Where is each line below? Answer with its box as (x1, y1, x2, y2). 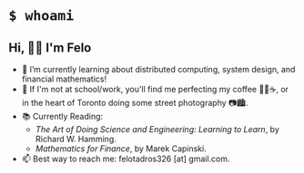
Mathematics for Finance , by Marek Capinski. (35, 143, 207, 154)
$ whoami (8, 7, 75, 24)
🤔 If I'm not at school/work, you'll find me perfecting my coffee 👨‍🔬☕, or (21, 84, 289, 94)
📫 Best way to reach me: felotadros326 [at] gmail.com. (21, 153, 230, 164)
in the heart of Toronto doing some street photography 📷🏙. (21, 98, 248, 108)
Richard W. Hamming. (35, 134, 117, 144)
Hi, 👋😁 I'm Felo (8, 40, 92, 55)
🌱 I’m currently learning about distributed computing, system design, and (21, 64, 296, 74)
